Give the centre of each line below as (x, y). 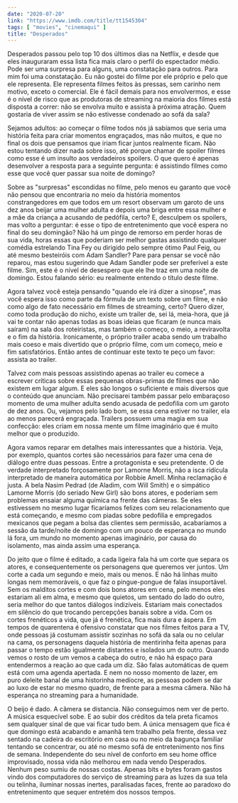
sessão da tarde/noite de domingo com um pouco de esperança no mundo (117, 531)
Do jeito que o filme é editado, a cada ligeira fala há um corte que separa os (118, 559)
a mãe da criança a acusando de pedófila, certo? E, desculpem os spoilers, (117, 217)
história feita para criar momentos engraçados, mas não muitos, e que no (115, 136)
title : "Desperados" (38, 34)
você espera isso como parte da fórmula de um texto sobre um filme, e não (118, 299)
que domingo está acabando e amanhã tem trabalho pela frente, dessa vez (117, 732)
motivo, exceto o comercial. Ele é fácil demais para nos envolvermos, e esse (119, 92)
